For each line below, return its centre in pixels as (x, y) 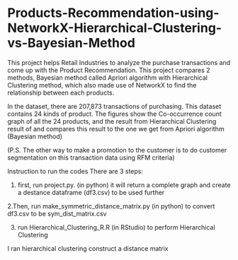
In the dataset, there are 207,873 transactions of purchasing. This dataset (114, 106)
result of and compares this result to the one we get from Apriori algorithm (116, 129)
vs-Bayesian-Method (72, 43)
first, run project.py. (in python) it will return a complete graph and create (124, 184)
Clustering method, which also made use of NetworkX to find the (102, 85)
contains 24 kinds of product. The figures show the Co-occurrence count (114, 114)
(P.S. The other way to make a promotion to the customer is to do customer (117, 150)
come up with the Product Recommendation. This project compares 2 (109, 70)
